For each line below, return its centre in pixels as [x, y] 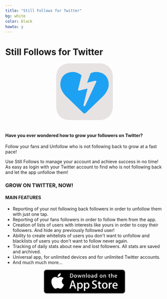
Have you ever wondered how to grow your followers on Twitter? [74, 135]
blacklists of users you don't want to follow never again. [70, 241]
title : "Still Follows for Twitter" [44, 11]
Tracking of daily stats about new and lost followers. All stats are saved [86, 246]
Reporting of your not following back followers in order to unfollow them [87, 209]
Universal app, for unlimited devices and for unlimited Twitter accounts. [87, 257]
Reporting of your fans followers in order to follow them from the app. [85, 219]
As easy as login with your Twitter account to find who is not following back [83, 167]
